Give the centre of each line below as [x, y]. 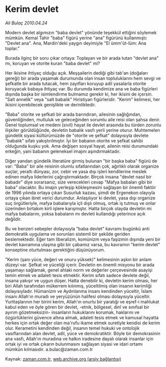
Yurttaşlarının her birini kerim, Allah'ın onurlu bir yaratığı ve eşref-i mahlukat [82, 301]
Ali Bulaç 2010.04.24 [26, 23]
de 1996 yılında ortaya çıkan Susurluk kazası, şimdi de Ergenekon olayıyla [80, 192]
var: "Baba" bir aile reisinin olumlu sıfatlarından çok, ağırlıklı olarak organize [82, 166]
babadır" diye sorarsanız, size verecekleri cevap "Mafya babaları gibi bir [79, 182]
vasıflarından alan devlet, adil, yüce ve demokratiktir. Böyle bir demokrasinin [83, 333]
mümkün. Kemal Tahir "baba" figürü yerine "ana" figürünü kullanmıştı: [76, 38]
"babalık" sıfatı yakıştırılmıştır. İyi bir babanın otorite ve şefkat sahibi [74, 141]
